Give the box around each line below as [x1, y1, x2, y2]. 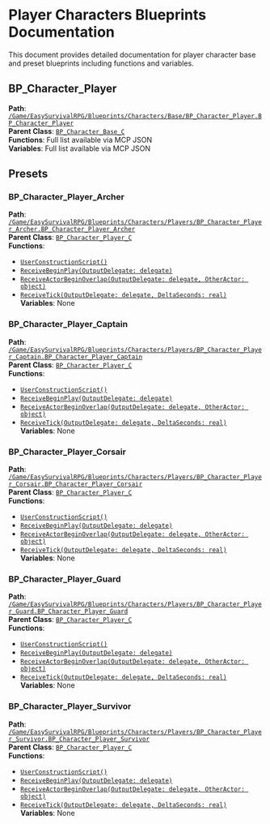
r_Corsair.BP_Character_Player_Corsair [8, 480, 143, 488]
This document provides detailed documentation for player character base [8, 49, 256, 59]
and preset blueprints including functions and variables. [8, 58, 194, 68]
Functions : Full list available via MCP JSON [8, 135, 152, 144]
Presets [8, 167, 49, 181]
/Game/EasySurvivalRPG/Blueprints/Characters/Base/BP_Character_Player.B [8, 112, 263, 120]
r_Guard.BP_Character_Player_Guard [8, 607, 129, 616]
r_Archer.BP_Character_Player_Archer [8, 225, 136, 234]
